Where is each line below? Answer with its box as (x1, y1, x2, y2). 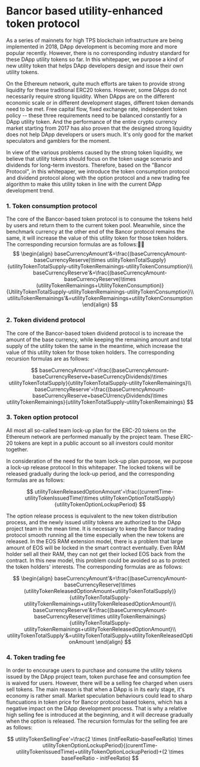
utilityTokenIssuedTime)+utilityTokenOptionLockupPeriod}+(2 (15, 748, 168, 756)
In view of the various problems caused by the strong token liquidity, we (6, 148, 183, 156)
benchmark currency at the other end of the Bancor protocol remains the (6, 228, 185, 236)
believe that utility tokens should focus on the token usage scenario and (6, 155, 183, 162)
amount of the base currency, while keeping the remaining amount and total (6, 336, 192, 343)
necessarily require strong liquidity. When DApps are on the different (6, 93, 174, 100)
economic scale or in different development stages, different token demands (6, 99, 194, 106)
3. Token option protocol (6, 413, 79, 421)
